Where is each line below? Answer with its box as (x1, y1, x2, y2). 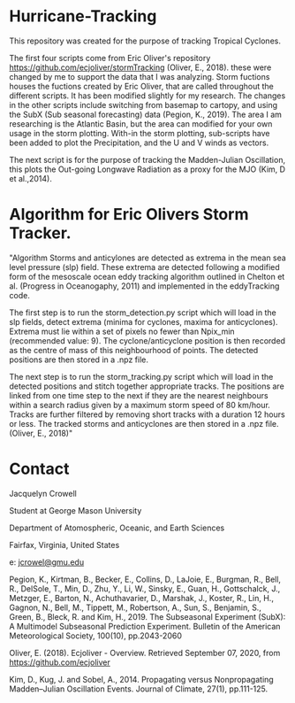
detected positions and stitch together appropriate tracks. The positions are (9, 381, 284, 391)
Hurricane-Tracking (9, 6, 157, 27)
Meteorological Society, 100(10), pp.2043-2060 (9, 630, 183, 641)
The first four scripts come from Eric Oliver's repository (9, 52, 211, 63)
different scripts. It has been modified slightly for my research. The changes (9, 90, 286, 101)
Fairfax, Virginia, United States (9, 539, 120, 550)
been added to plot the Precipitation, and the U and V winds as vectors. (9, 137, 269, 148)
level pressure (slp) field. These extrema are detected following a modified (9, 261, 280, 272)
